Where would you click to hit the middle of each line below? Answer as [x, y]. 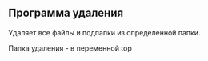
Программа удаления [66, 13]
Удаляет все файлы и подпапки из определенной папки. [104, 32]
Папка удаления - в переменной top [70, 48]
